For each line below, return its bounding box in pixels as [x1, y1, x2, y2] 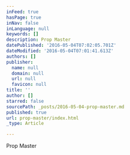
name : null [11, 64, 39, 71]
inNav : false [6, 20, 39, 26]
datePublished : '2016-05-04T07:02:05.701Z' [6, 43, 117, 49]
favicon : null [11, 82, 47, 88]
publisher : [6, 59, 34, 65]
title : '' [6, 87, 31, 93]
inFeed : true [6, 8, 39, 15]
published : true [6, 109, 47, 115]
